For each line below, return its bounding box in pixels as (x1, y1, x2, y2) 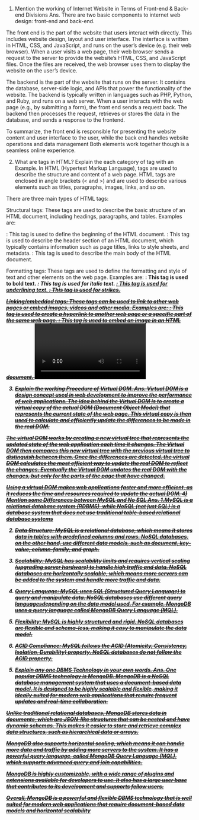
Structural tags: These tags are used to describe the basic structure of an (6, 207, 185, 213)
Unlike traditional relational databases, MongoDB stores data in (6, 710, 167, 716)
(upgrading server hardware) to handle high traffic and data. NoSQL (14, 563, 187, 571)
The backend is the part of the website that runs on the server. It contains (6, 78, 186, 86)
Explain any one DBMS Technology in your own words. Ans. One (14, 666, 176, 673)
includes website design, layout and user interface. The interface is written (6, 36, 188, 42)
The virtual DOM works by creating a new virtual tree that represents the (6, 435, 190, 441)
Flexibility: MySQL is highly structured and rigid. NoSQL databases (14, 618, 184, 625)
